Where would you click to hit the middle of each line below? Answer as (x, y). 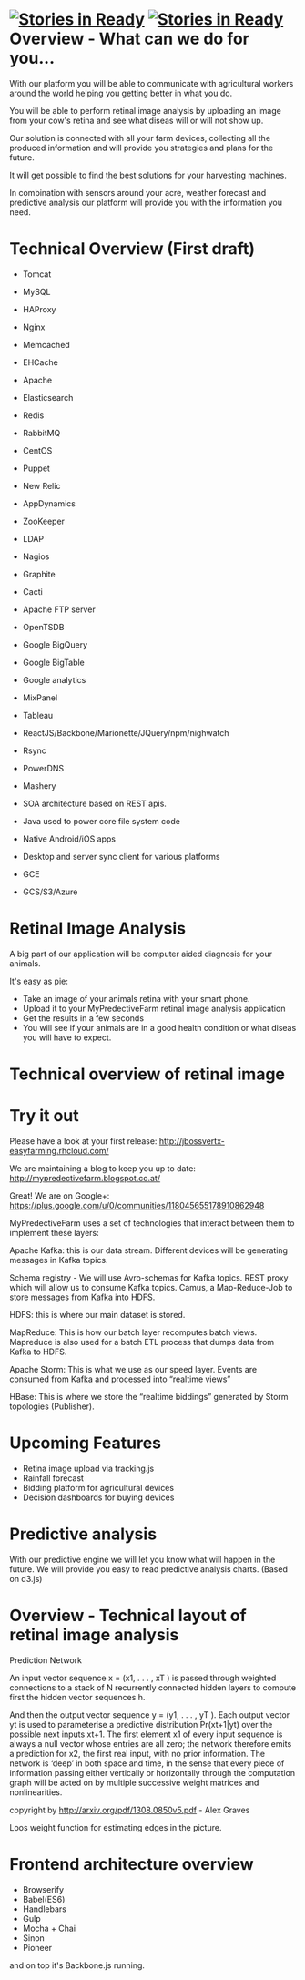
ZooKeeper (44, 521)
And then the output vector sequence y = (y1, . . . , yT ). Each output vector (149, 1715)
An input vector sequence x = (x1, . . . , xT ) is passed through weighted (143, 1678)
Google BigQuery (55, 644)
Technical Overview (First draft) (132, 249)
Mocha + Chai (49, 1928)
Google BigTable (53, 662)
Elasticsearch (48, 397)
